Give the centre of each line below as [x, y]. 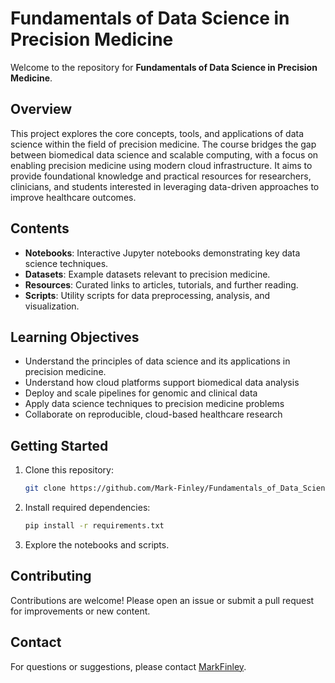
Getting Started [59, 445]
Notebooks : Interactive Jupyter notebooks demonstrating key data [162, 253]
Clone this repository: [69, 470]
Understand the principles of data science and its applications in [157, 361]
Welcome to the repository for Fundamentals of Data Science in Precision [164, 67]
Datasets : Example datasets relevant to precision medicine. [147, 274]
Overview [41, 109]
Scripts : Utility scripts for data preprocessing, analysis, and [147, 295]
